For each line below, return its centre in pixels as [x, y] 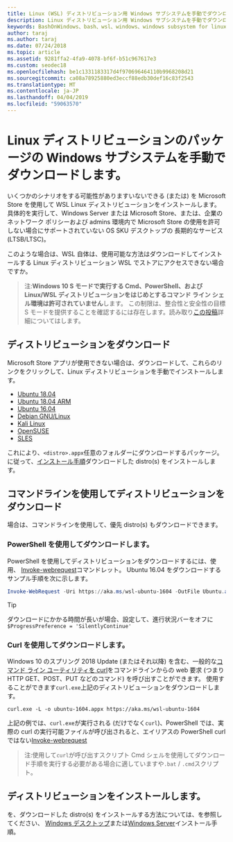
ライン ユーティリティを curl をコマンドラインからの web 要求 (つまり [126, 670]
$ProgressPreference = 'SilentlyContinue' [69, 626]
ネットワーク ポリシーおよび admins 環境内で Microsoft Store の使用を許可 [114, 221]
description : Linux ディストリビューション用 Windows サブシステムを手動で [107, 20]
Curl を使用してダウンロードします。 [68, 645]
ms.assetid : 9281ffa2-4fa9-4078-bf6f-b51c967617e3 [82, 59]
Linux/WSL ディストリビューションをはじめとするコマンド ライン [118, 294]
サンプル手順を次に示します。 [50, 578]
